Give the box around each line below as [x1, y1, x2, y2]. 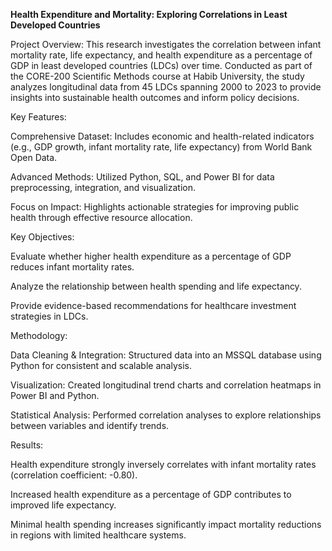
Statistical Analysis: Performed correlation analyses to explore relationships [10, 409, 322, 421]
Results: [10, 439, 44, 451]
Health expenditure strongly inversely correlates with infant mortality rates [10, 459, 317, 470]
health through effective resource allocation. [10, 212, 193, 223]
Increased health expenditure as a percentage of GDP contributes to [10, 489, 292, 500]
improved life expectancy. [10, 499, 117, 511]
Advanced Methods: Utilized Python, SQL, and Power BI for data [10, 171, 275, 183]
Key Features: [10, 111, 67, 123]
